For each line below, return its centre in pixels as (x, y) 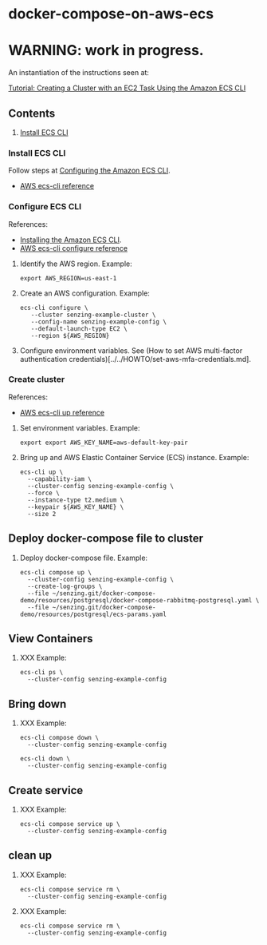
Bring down (37, 704)
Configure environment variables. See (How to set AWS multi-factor (131, 350)
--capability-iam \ (59, 479)
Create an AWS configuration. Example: (84, 293)
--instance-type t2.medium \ (76, 500)
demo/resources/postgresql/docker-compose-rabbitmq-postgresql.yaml (136, 600)
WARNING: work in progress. (106, 51)
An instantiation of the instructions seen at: (79, 73)
